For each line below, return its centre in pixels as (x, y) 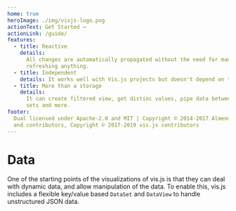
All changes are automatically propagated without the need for (122, 60)
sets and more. (48, 105)
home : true (23, 14)
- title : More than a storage (58, 86)
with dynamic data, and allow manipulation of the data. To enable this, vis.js (117, 186)
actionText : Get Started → (47, 27)
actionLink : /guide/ (38, 33)
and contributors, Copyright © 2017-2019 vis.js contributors (106, 125)
